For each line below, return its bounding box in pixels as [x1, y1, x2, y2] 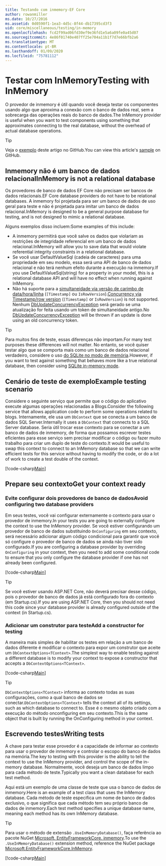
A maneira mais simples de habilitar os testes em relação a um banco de [5, 639, 153, 645]
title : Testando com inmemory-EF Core [5, 7, 85, 12]
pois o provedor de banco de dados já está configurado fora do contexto [5, 594, 154, 599]
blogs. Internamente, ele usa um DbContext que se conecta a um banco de [5, 414, 157, 420]
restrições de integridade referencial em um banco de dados [12, 238, 136, 244]
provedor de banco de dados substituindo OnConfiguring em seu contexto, [5, 528, 158, 534]
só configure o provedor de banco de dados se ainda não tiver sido [5, 539, 143, 544]
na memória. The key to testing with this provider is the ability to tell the [5, 754, 150, 759]
